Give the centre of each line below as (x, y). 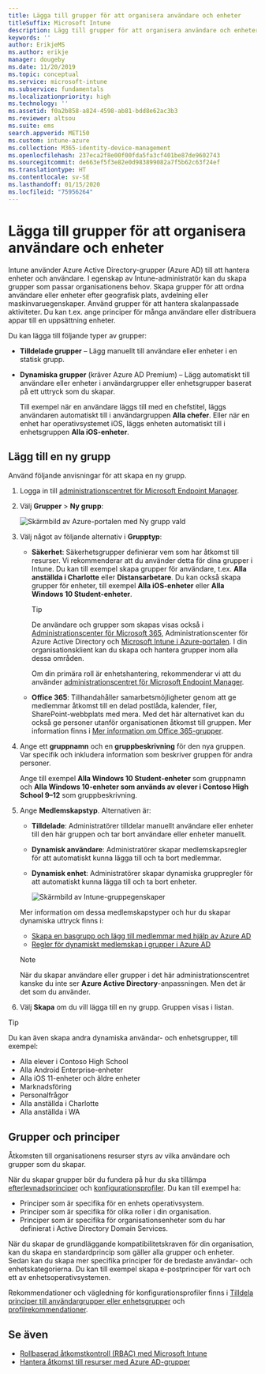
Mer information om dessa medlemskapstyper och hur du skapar (125, 912)
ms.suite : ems (32, 126)
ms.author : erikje (38, 52)
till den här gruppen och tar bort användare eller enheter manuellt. (139, 834)
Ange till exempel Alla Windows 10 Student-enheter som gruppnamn (132, 779)
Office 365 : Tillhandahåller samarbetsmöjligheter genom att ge (134, 697)
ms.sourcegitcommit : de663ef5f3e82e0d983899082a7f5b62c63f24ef (114, 163)
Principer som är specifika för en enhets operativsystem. (112, 1203)
